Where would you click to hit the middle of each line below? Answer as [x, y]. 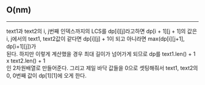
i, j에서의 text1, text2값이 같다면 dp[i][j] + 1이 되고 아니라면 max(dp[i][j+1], [95, 38]
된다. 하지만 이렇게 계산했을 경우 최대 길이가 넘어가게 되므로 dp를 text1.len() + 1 [101, 53]
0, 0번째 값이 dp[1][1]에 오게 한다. [46, 75]
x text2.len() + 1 [26, 61]
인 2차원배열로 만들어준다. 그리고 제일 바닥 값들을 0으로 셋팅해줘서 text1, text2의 [102, 68]
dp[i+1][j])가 [21, 46]
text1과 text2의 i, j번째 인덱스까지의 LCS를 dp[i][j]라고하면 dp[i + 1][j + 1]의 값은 [102, 31]
